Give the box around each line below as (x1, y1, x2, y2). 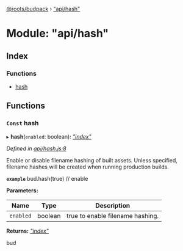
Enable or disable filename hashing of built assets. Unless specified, (6, 156, 178, 164)
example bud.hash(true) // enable (6, 175, 88, 182)
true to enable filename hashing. (66, 211, 159, 220)
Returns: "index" (6, 227, 49, 235)
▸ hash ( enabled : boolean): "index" (6, 133, 91, 140)
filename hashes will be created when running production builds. (6, 163, 169, 170)
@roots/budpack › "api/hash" (6, 5, 81, 12)
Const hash (6, 119, 39, 128)
